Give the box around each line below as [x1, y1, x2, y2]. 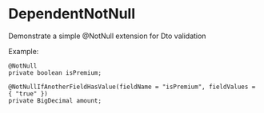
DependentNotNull [8, 5, 136, 23]
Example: [8, 46, 39, 56]
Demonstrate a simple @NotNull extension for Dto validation [8, 31, 206, 41]
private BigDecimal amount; [8, 96, 102, 104]
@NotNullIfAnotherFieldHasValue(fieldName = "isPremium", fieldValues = [8, 83, 256, 91]
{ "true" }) [8, 89, 48, 98]
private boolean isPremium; [8, 68, 102, 76]
